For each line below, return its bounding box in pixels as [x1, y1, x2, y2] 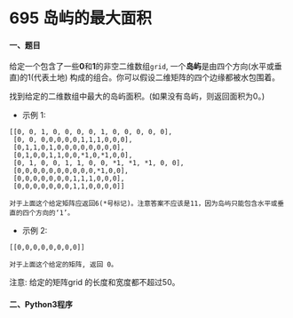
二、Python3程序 [9, 298, 73, 309]
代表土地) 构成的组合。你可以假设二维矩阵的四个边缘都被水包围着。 [33, 72, 280, 83]
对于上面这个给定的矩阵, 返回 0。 [9, 260, 118, 269]
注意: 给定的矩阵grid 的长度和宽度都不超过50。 [9, 277, 180, 288]
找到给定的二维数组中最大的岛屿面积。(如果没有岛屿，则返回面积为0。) [9, 91, 265, 102]
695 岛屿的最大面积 [9, 8, 153, 28]
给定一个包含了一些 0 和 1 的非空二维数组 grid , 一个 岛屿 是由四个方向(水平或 [9, 61, 275, 72]
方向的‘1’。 [35, 209, 75, 218]
